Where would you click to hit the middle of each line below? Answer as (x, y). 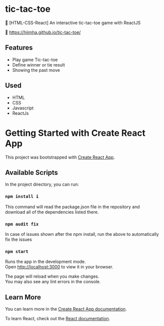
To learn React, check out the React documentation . (58, 319)
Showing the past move (36, 70)
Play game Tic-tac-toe (35, 60)
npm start (17, 251)
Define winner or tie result (39, 65)
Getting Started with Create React (75, 133)
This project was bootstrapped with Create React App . (60, 157)
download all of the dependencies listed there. (52, 212)
